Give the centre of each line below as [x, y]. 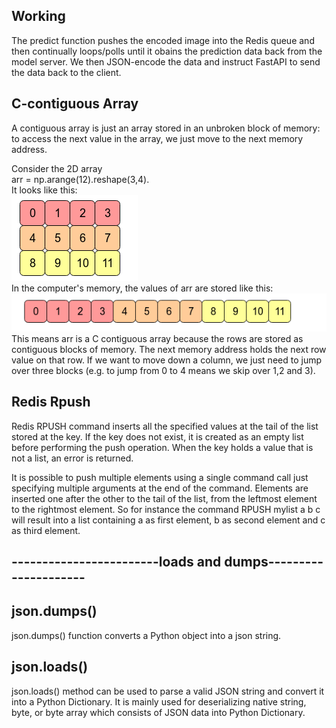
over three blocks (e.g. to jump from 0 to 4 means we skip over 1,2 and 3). [163, 370]
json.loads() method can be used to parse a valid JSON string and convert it [168, 691]
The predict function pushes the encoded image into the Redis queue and [163, 40]
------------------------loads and [116, 562]
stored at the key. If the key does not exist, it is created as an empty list [157, 436]
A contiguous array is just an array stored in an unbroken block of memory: [166, 128]
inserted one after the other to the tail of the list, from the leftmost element [164, 498]
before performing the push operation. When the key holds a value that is [162, 447]
